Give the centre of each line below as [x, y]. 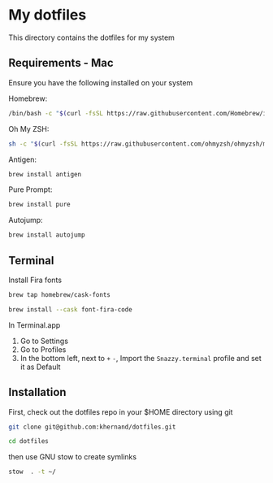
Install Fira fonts [35, 280]
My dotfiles [48, 15]
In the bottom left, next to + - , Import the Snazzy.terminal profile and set [141, 358]
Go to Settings [44, 341]
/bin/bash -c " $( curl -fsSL [56, 113]
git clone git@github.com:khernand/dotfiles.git [92, 427]
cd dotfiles [28, 442]
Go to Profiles [43, 349]
